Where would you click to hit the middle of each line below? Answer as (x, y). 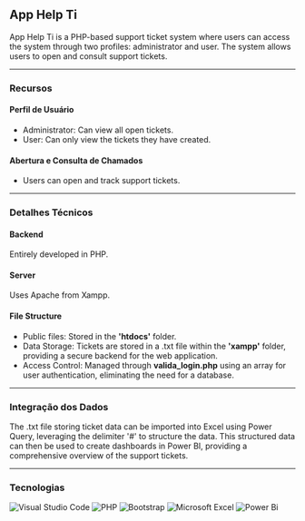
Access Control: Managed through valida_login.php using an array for (154, 365)
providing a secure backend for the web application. (120, 355)
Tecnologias (37, 487)
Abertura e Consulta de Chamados (76, 160)
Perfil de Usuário (42, 110)
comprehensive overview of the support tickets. (99, 455)
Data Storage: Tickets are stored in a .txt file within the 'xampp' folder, (154, 346)
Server (23, 275)
